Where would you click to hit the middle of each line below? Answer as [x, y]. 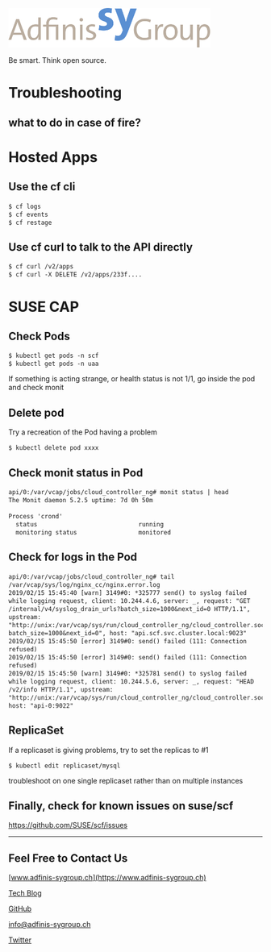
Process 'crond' [35, 517]
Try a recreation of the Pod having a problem [83, 432]
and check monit [36, 388]
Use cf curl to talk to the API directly [101, 247]
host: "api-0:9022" [41, 705]
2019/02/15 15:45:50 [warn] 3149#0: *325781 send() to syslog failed [128, 673]
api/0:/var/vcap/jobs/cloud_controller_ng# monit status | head [119, 493]
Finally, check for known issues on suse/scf [121, 806]
